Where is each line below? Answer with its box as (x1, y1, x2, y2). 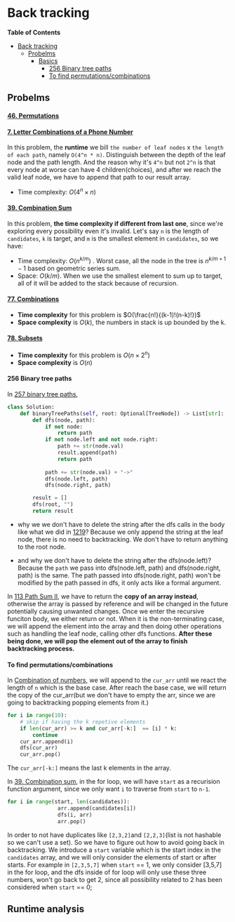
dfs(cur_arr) (20, 744, 58, 751)
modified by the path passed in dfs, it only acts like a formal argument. (17, 578, 222, 587)
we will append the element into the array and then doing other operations (7, 622, 222, 630)
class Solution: (7, 403, 55, 410)
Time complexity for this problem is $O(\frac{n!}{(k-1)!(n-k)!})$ (17, 310, 201, 319)
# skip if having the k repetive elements (20, 718, 146, 726)
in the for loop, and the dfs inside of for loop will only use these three (7, 868, 207, 876)
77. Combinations (7, 295, 60, 303)
